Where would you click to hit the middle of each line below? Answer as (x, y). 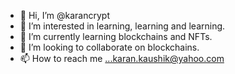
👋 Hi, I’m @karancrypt (64, 15)
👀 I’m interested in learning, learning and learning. (122, 26)
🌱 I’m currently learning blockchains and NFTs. (116, 36)
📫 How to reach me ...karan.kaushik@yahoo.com (122, 58)
